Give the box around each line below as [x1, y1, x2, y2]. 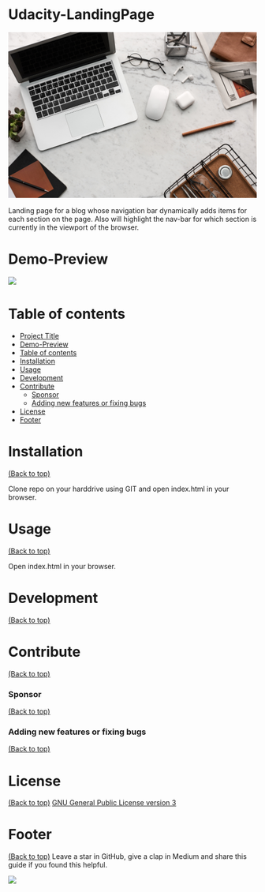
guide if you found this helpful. [8, 860, 108, 870]
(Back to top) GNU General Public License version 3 [8, 798, 177, 808]
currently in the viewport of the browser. [8, 223, 140, 232]
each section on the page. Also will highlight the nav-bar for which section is [8, 215, 257, 224]
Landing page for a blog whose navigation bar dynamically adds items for [8, 206, 248, 216]
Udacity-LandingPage [8, 6, 155, 24]
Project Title [19, 331, 59, 340]
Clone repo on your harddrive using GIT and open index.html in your [8, 484, 230, 493]
